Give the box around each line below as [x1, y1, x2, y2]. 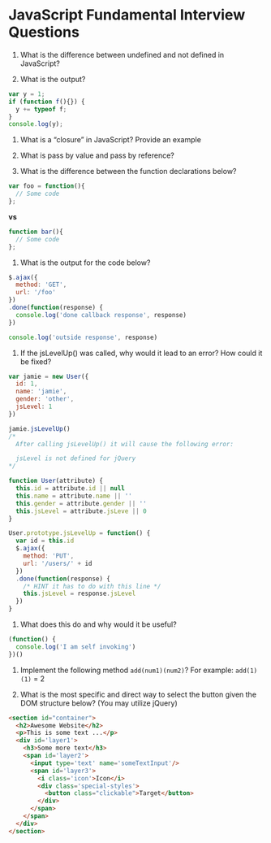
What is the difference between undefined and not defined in [19, 50, 225, 59]
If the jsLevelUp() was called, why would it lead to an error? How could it [19, 348, 263, 358]
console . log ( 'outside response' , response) [8, 333, 158, 341]
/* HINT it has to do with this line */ [23, 582, 161, 590]
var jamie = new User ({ [8, 372, 89, 380]
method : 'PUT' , [23, 552, 75, 560]
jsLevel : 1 [15, 402, 53, 411]
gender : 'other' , [15, 395, 75, 403]
